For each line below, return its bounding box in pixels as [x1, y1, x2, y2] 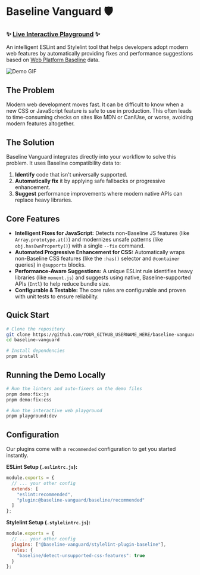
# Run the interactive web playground [6, 407, 102, 413]
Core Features [6, 214, 60, 224]
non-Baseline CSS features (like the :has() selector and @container [14, 255, 180, 262]
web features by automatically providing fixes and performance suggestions [6, 50, 193, 57]
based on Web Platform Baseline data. [6, 56, 100, 63]
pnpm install [6, 353, 39, 360]
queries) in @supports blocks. [14, 261, 86, 268]
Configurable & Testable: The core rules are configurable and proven [14, 286, 186, 293]
